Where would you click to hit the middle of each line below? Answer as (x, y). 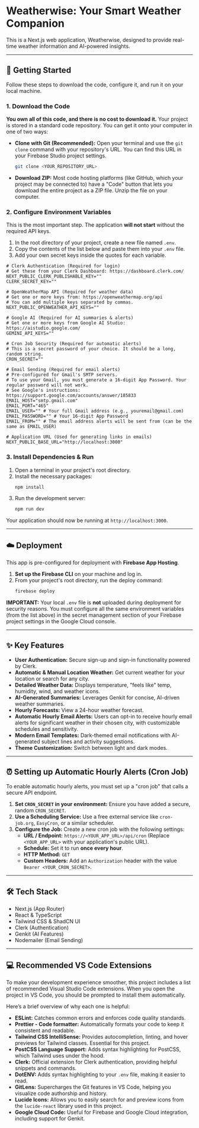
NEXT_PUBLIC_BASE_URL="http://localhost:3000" (65, 442)
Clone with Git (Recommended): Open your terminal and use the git (99, 143)
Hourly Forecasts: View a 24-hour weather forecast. (79, 710)
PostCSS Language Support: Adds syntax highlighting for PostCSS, (98, 1049)
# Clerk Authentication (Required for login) (63, 266)
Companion (36, 23)
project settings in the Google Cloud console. (61, 621)
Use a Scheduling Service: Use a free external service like (86, 816)
